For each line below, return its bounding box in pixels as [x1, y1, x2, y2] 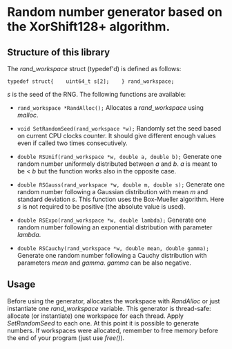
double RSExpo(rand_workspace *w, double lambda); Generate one [17, 216, 206, 224]
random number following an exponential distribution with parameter [17, 223, 213, 232]
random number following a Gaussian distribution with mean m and [17, 188, 209, 196]
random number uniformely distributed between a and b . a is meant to [17, 160, 217, 168]
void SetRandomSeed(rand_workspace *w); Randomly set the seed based [17, 124, 222, 132]
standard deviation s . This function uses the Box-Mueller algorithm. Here [17, 195, 224, 203]
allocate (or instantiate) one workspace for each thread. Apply [7, 312, 184, 320]
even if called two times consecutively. [17, 139, 128, 147]
